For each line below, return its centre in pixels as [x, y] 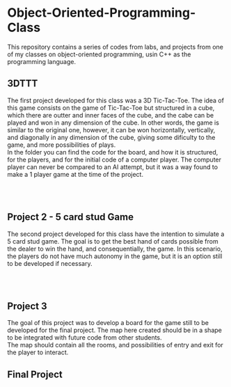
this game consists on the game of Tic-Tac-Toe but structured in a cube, [111, 108]
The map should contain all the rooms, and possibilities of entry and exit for [115, 345]
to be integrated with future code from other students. [85, 338]
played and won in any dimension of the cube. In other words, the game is [113, 123]
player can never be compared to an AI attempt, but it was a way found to [112, 167]
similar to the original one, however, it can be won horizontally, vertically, [111, 129]
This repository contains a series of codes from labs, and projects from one [115, 47]
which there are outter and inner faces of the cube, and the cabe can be [111, 115]
